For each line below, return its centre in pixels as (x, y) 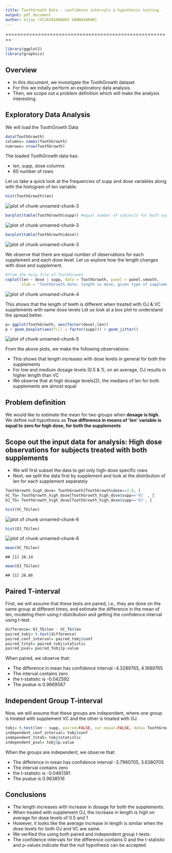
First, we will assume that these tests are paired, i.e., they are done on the (83, 603)
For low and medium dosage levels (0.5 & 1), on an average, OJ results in (89, 370)
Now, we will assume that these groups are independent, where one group (84, 713)
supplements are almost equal (45, 386)
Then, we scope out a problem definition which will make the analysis (86, 93)
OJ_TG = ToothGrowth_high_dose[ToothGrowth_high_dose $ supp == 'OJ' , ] (79, 500)
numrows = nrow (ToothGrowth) (35, 146)
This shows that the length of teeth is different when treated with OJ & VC (83, 304)
